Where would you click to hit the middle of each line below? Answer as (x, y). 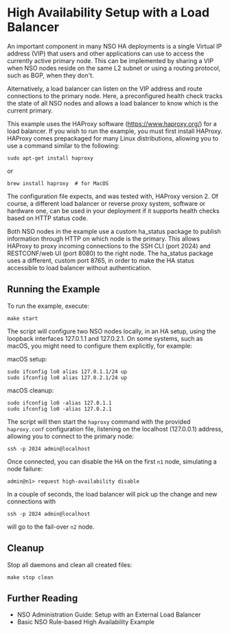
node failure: (25, 468)
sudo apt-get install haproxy (50, 158)
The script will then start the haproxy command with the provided (99, 421)
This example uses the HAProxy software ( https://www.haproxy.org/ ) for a (112, 123)
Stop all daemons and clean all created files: (70, 564)
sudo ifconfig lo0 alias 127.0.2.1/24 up (67, 378)
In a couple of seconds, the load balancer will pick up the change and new (112, 494)
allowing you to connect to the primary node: (70, 436)
